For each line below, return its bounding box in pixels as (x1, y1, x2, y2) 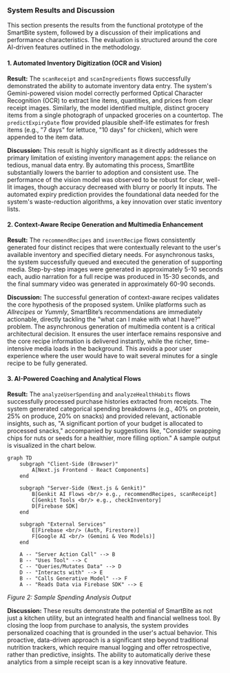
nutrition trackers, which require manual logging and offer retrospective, (7, 643, 212, 651)
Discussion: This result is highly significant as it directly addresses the (7, 146, 208, 154)
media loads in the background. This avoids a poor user (34, 344, 192, 353)
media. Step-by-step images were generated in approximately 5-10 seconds (7, 265, 224, 273)
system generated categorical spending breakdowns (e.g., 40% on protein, (7, 404, 220, 413)
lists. (7, 205, 21, 213)
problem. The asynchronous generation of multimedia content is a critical (7, 322, 216, 331)
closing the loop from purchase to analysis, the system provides (7, 621, 189, 629)
